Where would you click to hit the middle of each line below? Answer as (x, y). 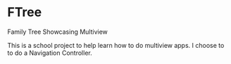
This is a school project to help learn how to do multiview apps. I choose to (116, 45)
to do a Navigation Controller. (50, 53)
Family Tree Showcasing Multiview (57, 32)
